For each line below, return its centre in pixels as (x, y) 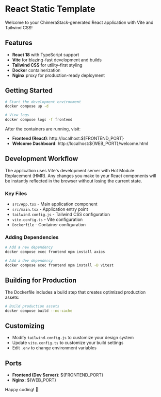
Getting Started (29, 91)
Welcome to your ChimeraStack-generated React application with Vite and (79, 22)
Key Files (16, 193)
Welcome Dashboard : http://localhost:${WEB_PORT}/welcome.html (80, 144)
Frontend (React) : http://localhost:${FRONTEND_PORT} (68, 138)
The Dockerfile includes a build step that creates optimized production (75, 292)
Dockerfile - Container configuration (49, 225)
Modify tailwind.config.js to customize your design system (73, 338)
